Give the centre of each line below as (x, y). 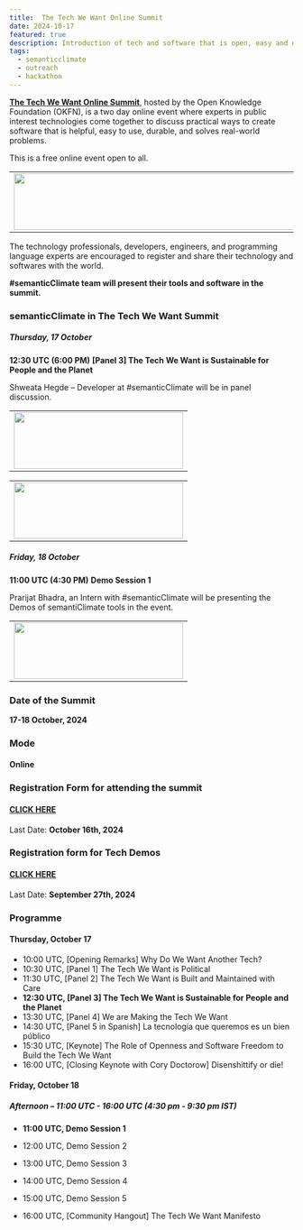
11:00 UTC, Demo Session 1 (74, 1129)
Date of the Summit (53, 700)
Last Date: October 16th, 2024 (66, 830)
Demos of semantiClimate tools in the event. (92, 607)
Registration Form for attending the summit (106, 788)
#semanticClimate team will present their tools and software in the (137, 283)
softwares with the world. (56, 265)
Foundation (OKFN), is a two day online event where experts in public (138, 111)
